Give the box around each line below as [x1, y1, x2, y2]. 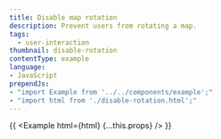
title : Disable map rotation [9, 12, 118, 22]
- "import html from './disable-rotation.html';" [9, 95, 198, 105]
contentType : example [9, 54, 90, 63]
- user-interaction [17, 37, 90, 47]
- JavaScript [9, 71, 58, 80]
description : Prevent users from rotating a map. [9, 21, 198, 30]
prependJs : [9, 79, 50, 88]
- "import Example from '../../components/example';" [9, 87, 214, 96]
